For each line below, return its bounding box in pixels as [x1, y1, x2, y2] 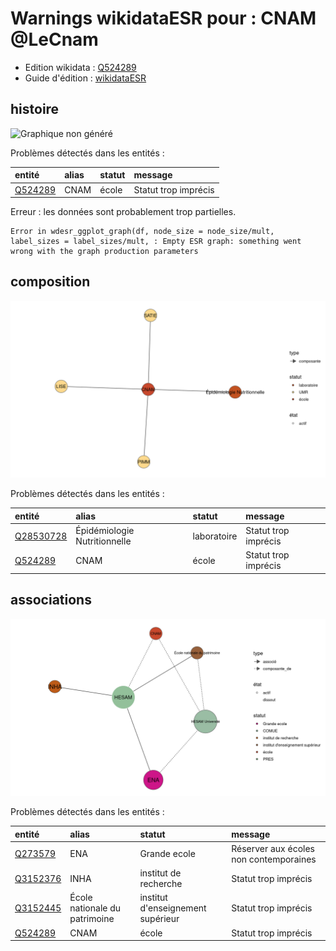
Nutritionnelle [75, 535, 132, 547]
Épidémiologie [75, 525, 135, 537]
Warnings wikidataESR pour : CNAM [10, 7, 317, 30]
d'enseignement [139, 902, 207, 914]
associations [10, 592, 92, 609]
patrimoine [69, 913, 115, 925]
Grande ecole [139, 848, 196, 860]
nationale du [69, 902, 122, 914]
